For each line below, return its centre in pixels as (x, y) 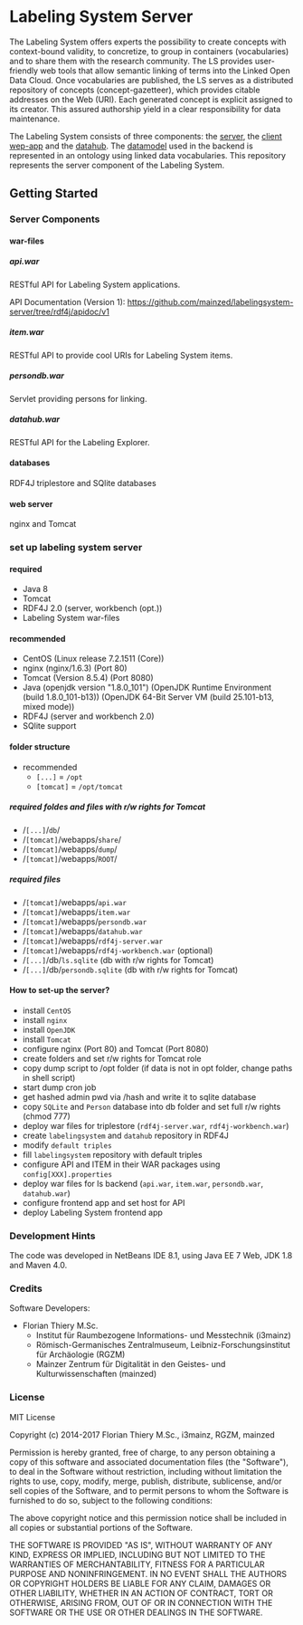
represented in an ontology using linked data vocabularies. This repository (148, 155)
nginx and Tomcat (43, 524)
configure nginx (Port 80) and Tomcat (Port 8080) (116, 1048)
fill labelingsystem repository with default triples (112, 1154)
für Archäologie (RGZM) (80, 1354)
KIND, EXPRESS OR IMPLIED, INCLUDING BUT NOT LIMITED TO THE (137, 1554)
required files (35, 879)
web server (31, 503)
